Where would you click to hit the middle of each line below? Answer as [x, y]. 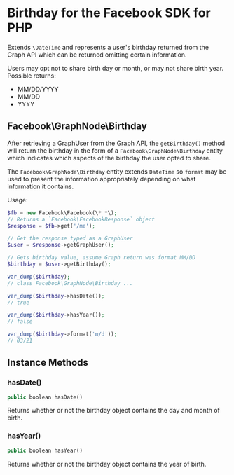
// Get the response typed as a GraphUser [70, 239]
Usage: [18, 200]
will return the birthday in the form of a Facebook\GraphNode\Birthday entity [115, 150]
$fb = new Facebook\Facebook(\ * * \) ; [62, 213]
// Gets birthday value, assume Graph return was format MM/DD [102, 258]
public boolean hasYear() [45, 450]
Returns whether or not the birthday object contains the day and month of [114, 411]
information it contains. [41, 186]
